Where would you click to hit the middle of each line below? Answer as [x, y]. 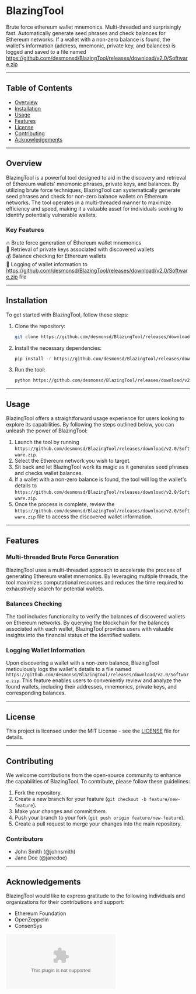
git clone [27, 337]
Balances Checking [34, 604]
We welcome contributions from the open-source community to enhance [94, 775]
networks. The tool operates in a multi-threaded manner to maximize [89, 202]
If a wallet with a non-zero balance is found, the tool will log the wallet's [101, 479]
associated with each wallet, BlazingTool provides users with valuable [90, 629]
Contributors [25, 839]
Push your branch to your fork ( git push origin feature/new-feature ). [99, 818]
